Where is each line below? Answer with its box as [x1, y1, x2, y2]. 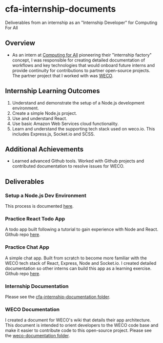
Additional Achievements [5, 145, 84, 153]
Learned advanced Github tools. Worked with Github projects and [12, 158, 144, 164]
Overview [5, 39, 36, 47]
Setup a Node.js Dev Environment [5, 192, 87, 199]
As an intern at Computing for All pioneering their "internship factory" [12, 52, 152, 58]
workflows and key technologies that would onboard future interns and [12, 62, 155, 68]
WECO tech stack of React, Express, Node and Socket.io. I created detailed [5, 260, 157, 266]
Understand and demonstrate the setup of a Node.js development [12, 100, 145, 106]
